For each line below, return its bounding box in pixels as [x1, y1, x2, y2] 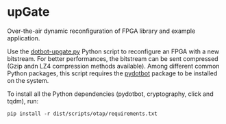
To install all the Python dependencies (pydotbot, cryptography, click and [7, 90, 214, 98]
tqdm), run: [7, 97, 39, 105]
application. [7, 34, 40, 42]
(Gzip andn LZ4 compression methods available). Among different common [7, 62, 220, 70]
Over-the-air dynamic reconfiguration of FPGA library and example [7, 27, 196, 35]
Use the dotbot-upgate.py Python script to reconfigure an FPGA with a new [7, 47, 220, 55]
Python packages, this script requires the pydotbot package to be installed [7, 69, 218, 77]
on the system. [7, 76, 49, 84]
